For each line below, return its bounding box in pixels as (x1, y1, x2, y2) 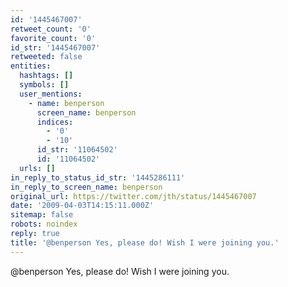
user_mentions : (19, 89, 83, 99)
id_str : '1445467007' (10, 42, 101, 53)
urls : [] (19, 163, 56, 173)
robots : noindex (10, 219, 78, 230)
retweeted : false (10, 52, 83, 62)
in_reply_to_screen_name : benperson (10, 182, 163, 192)
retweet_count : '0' (10, 24, 92, 34)
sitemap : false (10, 210, 74, 220)
